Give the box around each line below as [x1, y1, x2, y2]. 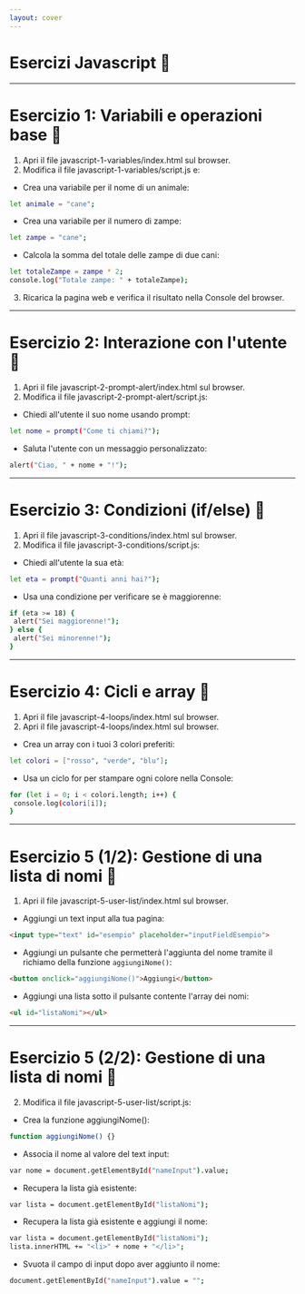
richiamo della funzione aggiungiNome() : [22, 957, 172, 968]
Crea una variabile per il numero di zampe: [22, 215, 182, 227]
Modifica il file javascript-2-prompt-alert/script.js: [22, 391, 209, 402]
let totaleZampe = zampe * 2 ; [9, 267, 124, 277]
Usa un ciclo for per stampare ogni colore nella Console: [22, 773, 234, 784]
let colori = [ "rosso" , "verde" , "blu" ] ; [9, 756, 169, 766]
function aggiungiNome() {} [9, 1131, 116, 1141]
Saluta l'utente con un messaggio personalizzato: [22, 442, 207, 454]
